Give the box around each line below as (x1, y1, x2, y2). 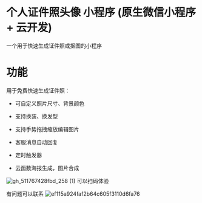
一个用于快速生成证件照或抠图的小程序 (6, 42, 102, 49)
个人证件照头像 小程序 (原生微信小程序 (6, 5, 196, 19)
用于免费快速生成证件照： (6, 86, 70, 94)
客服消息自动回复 (15, 138, 58, 146)
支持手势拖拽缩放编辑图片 (15, 125, 79, 132)
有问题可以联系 (6, 190, 44, 198)
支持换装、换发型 (15, 112, 58, 120)
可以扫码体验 (76, 177, 109, 184)
